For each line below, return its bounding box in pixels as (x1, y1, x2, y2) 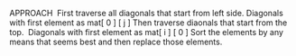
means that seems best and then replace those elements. (9, 36, 223, 47)
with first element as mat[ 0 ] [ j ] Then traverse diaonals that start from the (9, 17, 288, 28)
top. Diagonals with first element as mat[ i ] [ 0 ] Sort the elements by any (9, 27, 284, 37)
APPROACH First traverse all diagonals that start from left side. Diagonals (9, 8, 284, 18)
